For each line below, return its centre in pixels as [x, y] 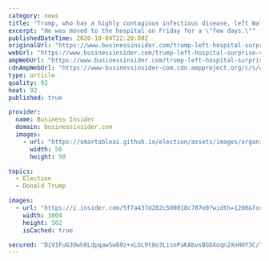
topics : [21, 171]
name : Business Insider [55, 120]
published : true [35, 98]
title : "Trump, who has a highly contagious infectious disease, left [128, 23]
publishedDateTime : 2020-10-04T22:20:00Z [78, 38]
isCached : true [48, 230]
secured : [23, 245]
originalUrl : [30, 46]
